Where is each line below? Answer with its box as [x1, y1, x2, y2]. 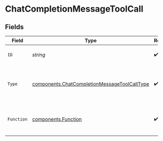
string [32, 52, 46, 58]
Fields [5, 23, 24, 31]
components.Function [32, 116, 82, 123]
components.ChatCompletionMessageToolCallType [32, 81, 149, 87]
